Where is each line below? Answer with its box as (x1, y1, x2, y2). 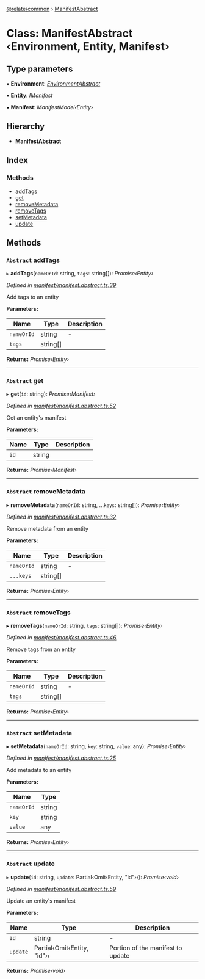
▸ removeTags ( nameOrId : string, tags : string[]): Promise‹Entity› (6, 622, 163, 630)
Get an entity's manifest (6, 414, 67, 421)
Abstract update (6, 859, 55, 868)
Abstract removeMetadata (6, 487, 85, 496)
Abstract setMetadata (6, 729, 72, 737)
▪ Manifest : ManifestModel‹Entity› (6, 104, 93, 111)
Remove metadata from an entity (6, 525, 88, 532)
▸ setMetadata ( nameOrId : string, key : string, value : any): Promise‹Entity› (6, 743, 186, 750)
